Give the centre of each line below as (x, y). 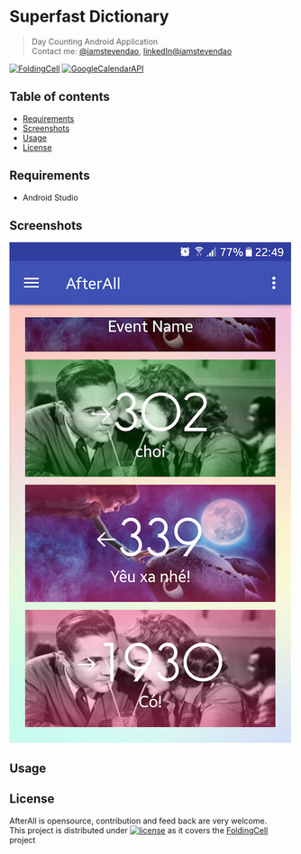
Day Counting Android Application (95, 41)
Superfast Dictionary (89, 17)
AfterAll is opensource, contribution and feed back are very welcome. (138, 821)
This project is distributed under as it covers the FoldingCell (139, 830)
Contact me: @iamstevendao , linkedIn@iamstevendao (132, 50)
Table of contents (59, 97)
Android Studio (50, 197)
